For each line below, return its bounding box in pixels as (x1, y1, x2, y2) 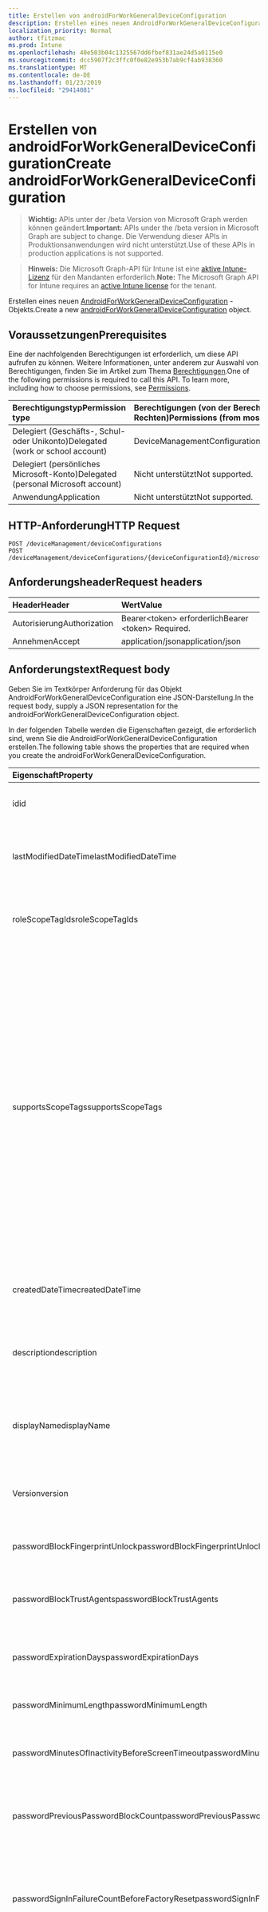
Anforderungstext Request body (8, 663, 171, 676)
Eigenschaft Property (12, 769, 93, 780)
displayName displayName (12, 1419, 110, 1430)
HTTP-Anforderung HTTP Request (8, 518, 180, 532)
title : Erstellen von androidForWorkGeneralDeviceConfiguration (8, 11, 227, 20)
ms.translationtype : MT (8, 64, 88, 72)
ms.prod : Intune (8, 42, 62, 50)
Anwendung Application (12, 492, 100, 503)
